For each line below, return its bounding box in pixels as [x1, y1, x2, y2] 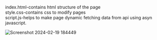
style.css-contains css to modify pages [5, 9, 86, 15]
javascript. [5, 20, 27, 26]
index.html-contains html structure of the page [5, 4, 101, 10]
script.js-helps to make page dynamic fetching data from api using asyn [5, 15, 153, 20]
